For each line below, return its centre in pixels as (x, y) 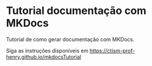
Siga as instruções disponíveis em (47, 50)
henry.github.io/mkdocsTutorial (44, 57)
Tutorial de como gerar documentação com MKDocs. (70, 39)
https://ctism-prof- (112, 50)
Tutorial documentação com (76, 11)
